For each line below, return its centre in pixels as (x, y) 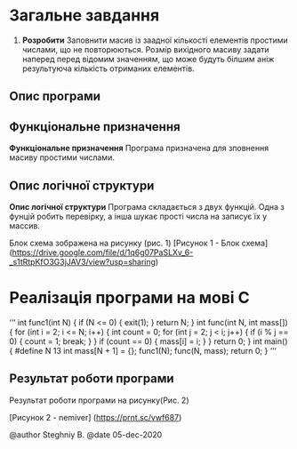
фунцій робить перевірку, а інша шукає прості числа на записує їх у (138, 216)
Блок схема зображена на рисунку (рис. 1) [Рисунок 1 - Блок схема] (139, 243)
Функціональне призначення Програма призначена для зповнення (139, 148)
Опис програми (55, 96)
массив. (24, 225)
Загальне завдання (84, 16)
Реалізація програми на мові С (130, 298)
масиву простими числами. (62, 157)
